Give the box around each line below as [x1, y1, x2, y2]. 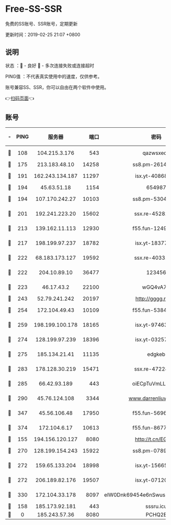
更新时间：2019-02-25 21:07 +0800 [5, 31, 80, 37]
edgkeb [147, 351, 165, 358]
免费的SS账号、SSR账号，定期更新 [5, 20, 78, 27]
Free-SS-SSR [5, 3, 62, 15]
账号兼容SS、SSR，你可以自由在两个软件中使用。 [5, 84, 109, 90]
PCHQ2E [146, 511, 167, 518]
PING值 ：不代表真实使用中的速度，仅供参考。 [5, 73, 102, 79]
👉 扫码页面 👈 [5, 95, 35, 101]
